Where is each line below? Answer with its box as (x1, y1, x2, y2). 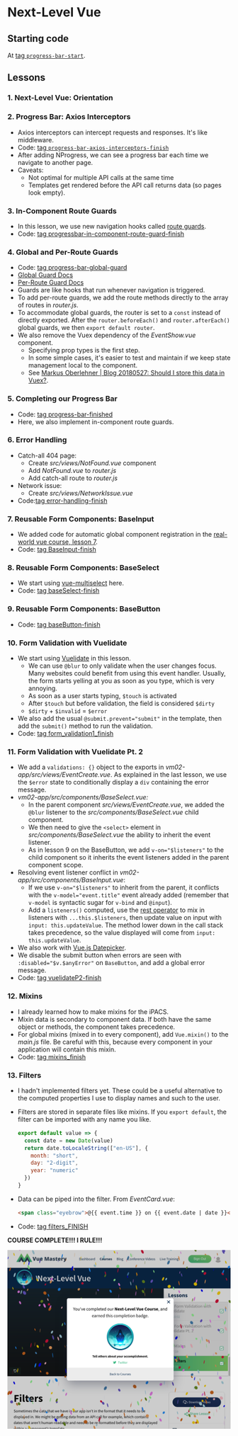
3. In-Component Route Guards (7, 206, 117, 216)
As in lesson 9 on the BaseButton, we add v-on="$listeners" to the (28, 845, 225, 854)
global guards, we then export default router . (17, 324, 155, 332)
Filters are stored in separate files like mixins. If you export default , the (17, 1107, 227, 1116)
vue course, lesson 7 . (35, 537, 98, 546)
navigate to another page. (17, 158, 93, 166)
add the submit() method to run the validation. (17, 722, 154, 730)
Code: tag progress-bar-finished (17, 410, 113, 418)
